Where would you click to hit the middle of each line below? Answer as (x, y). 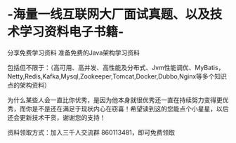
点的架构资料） (29, 85)
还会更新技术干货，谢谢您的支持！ (57, 117)
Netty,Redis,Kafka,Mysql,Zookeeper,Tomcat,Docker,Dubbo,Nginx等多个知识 (117, 76)
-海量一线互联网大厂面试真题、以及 (109, 14)
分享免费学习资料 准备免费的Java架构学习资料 (74, 53)
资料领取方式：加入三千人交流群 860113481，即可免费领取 (91, 132)
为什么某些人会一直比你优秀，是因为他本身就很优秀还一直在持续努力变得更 (115, 100)
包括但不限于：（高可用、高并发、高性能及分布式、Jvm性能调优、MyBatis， (116, 67)
